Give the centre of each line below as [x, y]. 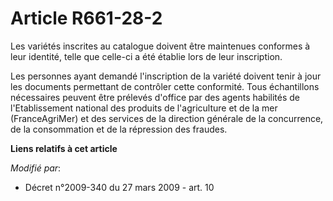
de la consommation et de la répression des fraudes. [119, 129]
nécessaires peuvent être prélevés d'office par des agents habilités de [155, 97]
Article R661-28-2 [86, 18]
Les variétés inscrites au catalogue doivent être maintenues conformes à [160, 46]
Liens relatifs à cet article [64, 148]
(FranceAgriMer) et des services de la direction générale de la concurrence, [167, 118]
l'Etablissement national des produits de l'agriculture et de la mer [144, 108]
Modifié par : [36, 168]
